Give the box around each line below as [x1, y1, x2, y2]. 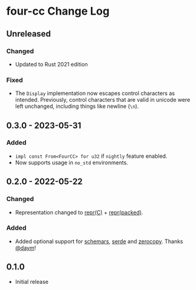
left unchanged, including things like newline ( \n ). [15, 102, 139, 110]
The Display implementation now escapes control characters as [15, 90, 175, 97]
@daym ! [15, 244, 36, 251]
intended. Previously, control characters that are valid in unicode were [15, 96, 191, 104]
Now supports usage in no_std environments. [15, 158, 129, 166]
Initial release [15, 278, 49, 285]
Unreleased [6, 29, 52, 39]
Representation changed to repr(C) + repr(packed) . [15, 208, 144, 216]
